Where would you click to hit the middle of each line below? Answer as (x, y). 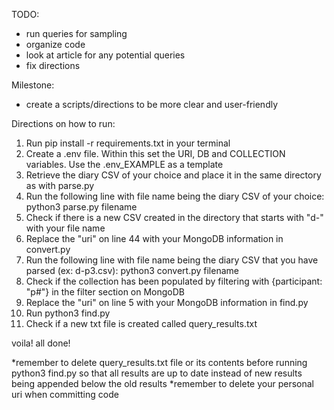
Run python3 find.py (68, 313)
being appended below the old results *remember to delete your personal (162, 383)
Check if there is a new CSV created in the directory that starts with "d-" (174, 217)
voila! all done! (41, 343)
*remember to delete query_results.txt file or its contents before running (159, 362)
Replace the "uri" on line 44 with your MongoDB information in (154, 238)
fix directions (53, 65)
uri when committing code (65, 394)
